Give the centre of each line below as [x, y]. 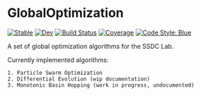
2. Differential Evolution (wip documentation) [79, 79]
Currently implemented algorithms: [58, 60]
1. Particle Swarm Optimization [55, 73]
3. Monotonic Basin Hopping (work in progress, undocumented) [101, 85]
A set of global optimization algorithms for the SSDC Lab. [91, 46]
